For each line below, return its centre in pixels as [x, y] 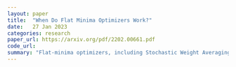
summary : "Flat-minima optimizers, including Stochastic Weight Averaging [119, 53]
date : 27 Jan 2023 [38, 27]
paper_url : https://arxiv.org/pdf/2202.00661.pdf [81, 40]
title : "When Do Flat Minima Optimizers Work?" [80, 20]
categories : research [39, 33]
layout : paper [28, 14]
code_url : [22, 46]
